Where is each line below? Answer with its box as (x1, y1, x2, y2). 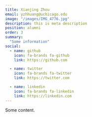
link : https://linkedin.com (14, 93, 72, 98)
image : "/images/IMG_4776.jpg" (5, 16, 70, 21)
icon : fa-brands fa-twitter (14, 71, 72, 76)
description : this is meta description (5, 21, 88, 26)
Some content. (5, 107, 35, 113)
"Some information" (9, 39, 50, 44)
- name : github (9, 48, 41, 53)
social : (5, 44, 21, 49)
